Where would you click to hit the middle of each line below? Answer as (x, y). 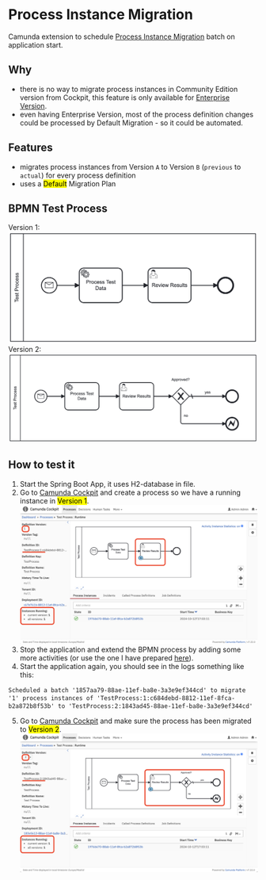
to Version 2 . (40, 729)
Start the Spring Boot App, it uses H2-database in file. (107, 484)
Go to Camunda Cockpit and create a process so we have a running (130, 492)
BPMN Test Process (58, 208)
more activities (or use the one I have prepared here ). (106, 658)
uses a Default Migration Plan (68, 183)
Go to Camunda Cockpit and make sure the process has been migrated (135, 721)
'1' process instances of (51, 698)
